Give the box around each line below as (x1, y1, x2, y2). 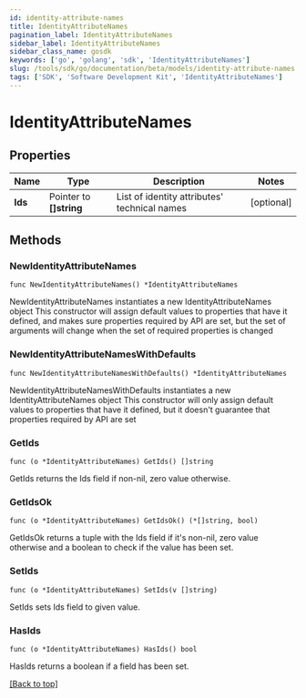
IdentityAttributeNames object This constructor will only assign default (9, 394, 274, 405)
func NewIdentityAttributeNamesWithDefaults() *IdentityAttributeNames (9, 369, 287, 378)
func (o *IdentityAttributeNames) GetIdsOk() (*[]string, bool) (9, 516, 259, 526)
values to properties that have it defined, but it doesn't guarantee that (9, 404, 270, 415)
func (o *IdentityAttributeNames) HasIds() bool (9, 644, 198, 653)
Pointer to (48, 190, 91, 203)
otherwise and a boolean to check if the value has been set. (9, 542, 234, 553)
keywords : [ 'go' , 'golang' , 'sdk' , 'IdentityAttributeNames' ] (9, 56, 250, 65)
